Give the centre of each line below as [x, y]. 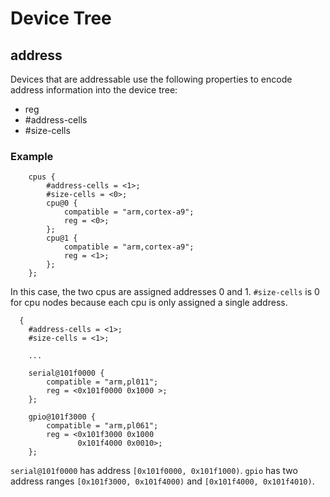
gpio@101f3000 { [62, 417]
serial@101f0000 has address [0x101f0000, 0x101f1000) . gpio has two [154, 471]
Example [32, 156]
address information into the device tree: [94, 90]
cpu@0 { [62, 203]
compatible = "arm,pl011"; [102, 382]
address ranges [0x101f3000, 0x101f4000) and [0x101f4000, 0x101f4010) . [162, 481]
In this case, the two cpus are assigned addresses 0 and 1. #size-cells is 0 [165, 292]
